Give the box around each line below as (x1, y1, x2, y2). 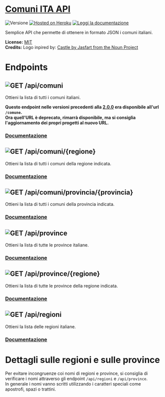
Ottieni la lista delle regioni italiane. (5, 323, 76, 330)
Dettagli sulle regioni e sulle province (5, 354, 161, 365)
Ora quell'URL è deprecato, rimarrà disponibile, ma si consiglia (5, 114, 136, 120)
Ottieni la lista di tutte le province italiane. (5, 242, 89, 248)
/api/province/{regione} (24, 270, 100, 278)
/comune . (5, 109, 22, 115)
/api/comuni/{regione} (24, 148, 96, 156)
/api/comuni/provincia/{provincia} (24, 188, 133, 197)
